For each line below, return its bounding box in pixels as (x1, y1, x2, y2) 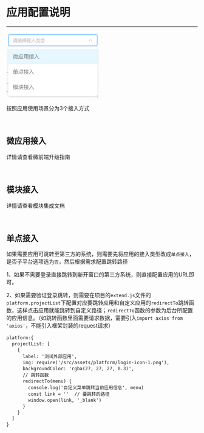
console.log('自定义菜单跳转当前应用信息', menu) (28, 385, 144, 391)
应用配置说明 (6, 5, 71, 19)
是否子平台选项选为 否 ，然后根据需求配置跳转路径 (6, 258, 128, 266)
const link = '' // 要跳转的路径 (28, 391, 110, 398)
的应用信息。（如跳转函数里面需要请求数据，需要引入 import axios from (6, 314, 183, 322)
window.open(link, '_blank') (28, 397, 102, 404)
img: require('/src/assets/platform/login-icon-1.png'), (22, 360, 170, 366)
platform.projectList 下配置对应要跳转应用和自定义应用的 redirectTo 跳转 (6, 299, 189, 306)
